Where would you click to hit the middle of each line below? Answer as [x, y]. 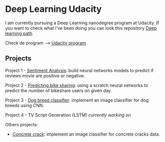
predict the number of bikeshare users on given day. [59, 91]
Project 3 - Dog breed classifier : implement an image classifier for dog [77, 100]
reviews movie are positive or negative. [45, 76]
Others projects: [22, 124]
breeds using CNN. [25, 105]
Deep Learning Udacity [54, 9]
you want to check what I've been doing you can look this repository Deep [81, 28]
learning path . [19, 33]
